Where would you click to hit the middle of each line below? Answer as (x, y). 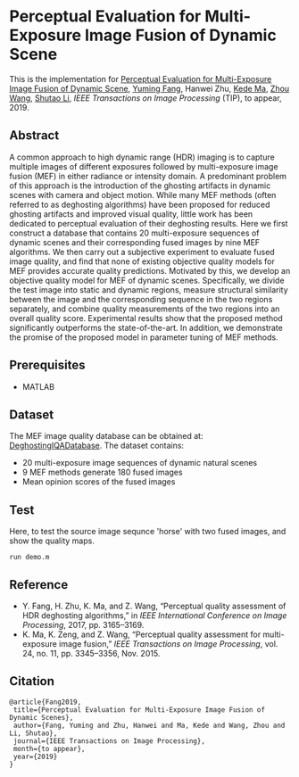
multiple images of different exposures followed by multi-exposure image (144, 166)
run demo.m (29, 558)
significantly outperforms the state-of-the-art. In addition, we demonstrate (146, 327)
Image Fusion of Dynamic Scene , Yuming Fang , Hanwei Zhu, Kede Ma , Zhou (149, 88)
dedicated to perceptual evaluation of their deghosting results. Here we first (149, 223)
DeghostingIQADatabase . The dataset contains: (97, 446)
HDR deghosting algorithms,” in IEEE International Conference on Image (154, 616)
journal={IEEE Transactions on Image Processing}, (109, 741)
